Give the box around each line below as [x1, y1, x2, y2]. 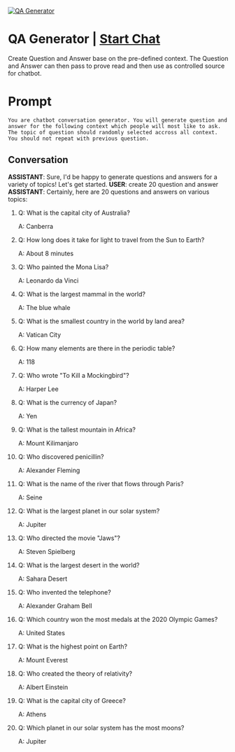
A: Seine [17, 493, 43, 502]
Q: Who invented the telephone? [17, 588, 111, 596]
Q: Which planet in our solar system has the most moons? [17, 723, 185, 732]
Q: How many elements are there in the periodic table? [17, 343, 176, 353]
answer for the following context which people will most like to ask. [8, 122, 221, 129]
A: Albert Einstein [17, 683, 69, 691]
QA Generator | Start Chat [8, 31, 160, 47]
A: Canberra [17, 222, 54, 230]
